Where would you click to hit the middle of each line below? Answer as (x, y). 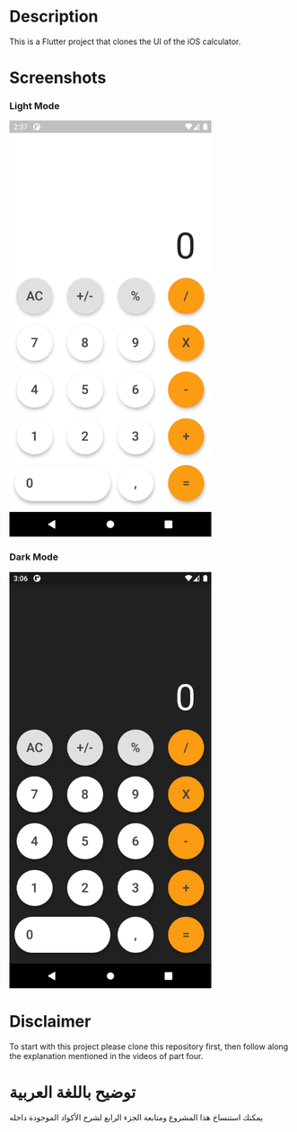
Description (54, 17)
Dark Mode (34, 557)
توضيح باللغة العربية (73, 1092)
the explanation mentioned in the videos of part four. (106, 1056)
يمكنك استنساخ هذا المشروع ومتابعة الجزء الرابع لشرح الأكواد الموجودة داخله (136, 1117)
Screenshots (58, 78)
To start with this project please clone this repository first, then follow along (149, 1047)
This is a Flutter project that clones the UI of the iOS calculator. (125, 41)
